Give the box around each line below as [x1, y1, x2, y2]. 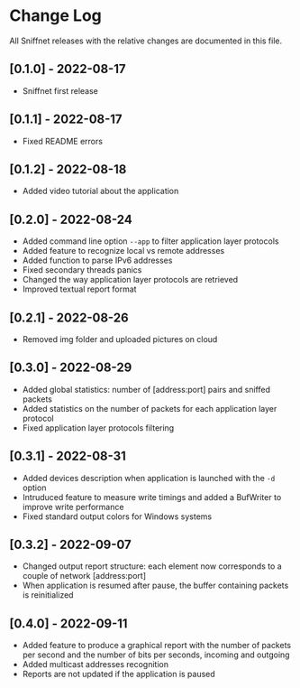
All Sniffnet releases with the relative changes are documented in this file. [9, 35, 283, 46]
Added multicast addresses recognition [22, 659, 169, 670]
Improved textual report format [22, 284, 137, 294]
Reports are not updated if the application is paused [22, 669, 216, 680]
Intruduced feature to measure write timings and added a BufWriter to [22, 491, 282, 502]
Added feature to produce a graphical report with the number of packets [22, 640, 291, 651]
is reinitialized [22, 590, 74, 600]
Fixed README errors [22, 135, 104, 146]
